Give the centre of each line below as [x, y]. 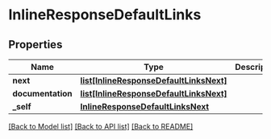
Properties [35, 45]
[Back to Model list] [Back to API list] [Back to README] [101, 127]
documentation [42, 94]
